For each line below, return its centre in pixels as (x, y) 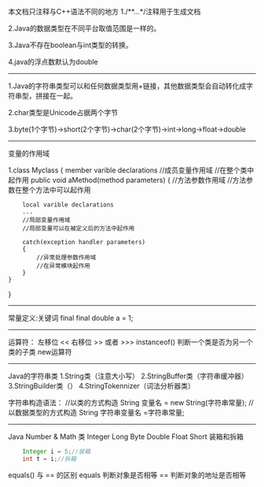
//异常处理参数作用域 (66, 258)
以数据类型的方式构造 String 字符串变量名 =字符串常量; (96, 413)
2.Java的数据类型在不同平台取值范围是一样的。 (84, 28)
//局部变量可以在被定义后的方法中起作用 (79, 229)
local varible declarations (68, 205)
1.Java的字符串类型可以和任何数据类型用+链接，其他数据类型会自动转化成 (127, 86)
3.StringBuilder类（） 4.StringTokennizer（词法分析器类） (101, 386)
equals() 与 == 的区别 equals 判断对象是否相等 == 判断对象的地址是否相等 (127, 474)
